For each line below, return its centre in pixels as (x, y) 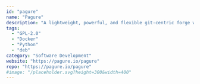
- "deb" (21, 50)
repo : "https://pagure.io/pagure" (49, 67)
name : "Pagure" (25, 17)
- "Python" (25, 45)
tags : (13, 28)
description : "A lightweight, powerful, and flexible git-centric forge (98, 22)
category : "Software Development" (49, 56)
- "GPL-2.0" (26, 34)
